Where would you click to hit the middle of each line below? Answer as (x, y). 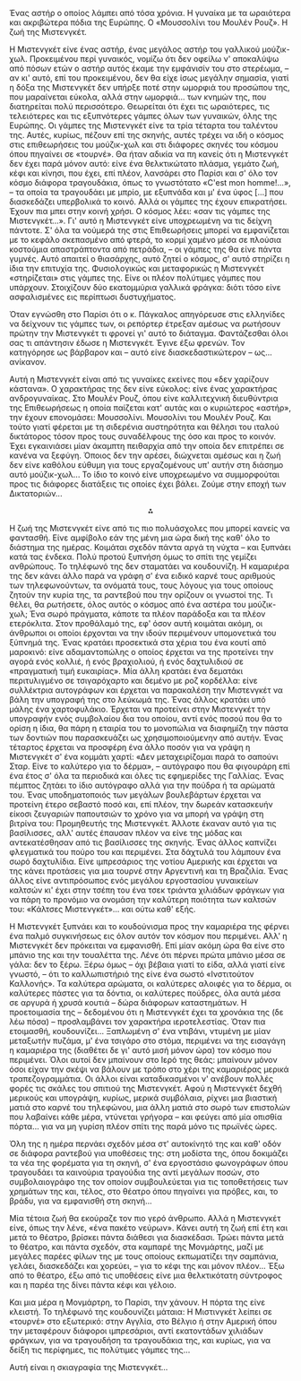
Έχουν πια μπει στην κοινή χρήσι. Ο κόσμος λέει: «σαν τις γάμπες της (140, 211)
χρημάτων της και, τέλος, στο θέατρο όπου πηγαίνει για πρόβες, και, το (144, 1191)
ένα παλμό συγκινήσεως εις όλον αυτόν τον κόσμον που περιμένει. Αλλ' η (149, 936)
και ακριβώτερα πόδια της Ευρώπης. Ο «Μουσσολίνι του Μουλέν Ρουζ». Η (149, 22)
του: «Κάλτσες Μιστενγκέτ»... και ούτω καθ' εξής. (103, 909)
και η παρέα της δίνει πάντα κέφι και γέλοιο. (93, 1285)
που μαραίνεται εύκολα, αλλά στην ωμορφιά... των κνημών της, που (138, 97)
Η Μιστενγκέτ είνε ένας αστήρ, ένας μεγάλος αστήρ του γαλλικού (135, 49)
